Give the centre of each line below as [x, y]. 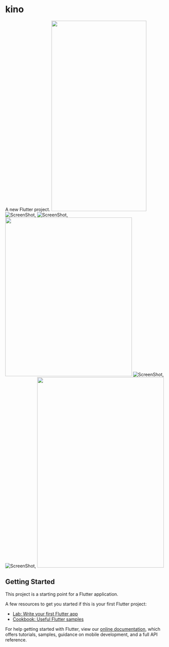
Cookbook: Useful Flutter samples [48, 619]
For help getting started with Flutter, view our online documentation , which [83, 629]
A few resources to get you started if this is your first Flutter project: [76, 604]
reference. [16, 640]
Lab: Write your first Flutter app [45, 613]
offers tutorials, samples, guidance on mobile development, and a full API [81, 634]
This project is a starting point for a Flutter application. [62, 594]
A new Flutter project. [28, 209]
